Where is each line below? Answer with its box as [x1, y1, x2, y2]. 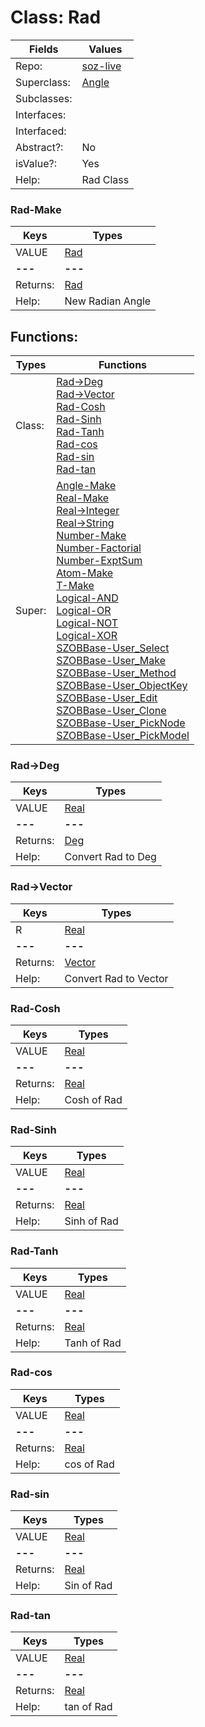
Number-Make [56, 529, 127, 543]
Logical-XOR [56, 629, 118, 643]
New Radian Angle [64, 294, 152, 308]
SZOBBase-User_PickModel [56, 729, 190, 743]
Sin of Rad [64, 1579, 113, 1593]
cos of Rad [64, 1457, 115, 1471]
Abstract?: [15, 140, 64, 154]
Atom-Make [56, 566, 114, 580]
